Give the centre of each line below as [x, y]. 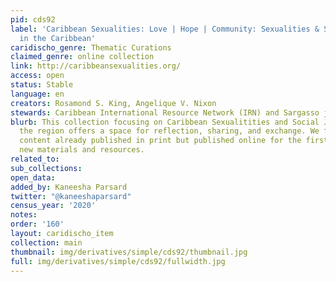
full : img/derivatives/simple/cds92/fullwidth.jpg [118, 261]
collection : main [46, 242]
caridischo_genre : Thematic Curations [91, 47]
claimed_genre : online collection [82, 57]
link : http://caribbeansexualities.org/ [96, 66]
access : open [37, 76]
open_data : [33, 177]
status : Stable [42, 85]
